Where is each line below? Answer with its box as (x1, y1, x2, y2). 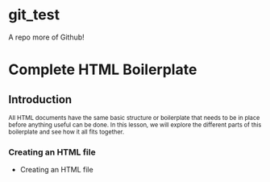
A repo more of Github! (8, 32, 85, 42)
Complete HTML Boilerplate (8, 60, 197, 79)
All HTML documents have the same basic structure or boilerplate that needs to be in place (8, 114, 260, 122)
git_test (8, 6, 60, 24)
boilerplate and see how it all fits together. (8, 127, 125, 136)
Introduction (8, 93, 73, 106)
